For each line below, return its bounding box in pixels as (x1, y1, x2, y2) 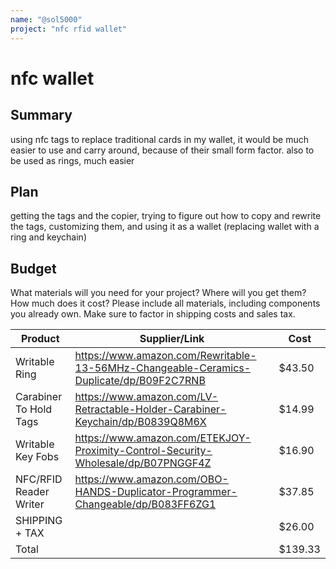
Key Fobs (15, 450, 60, 464)
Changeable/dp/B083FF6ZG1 (74, 497, 217, 511)
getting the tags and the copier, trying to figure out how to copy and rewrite (10, 210, 322, 222)
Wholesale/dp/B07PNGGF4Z (74, 456, 212, 470)
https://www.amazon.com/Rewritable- (74, 349, 257, 363)
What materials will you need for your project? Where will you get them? (10, 287, 307, 299)
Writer (15, 497, 45, 511)
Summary (10, 107, 73, 124)
